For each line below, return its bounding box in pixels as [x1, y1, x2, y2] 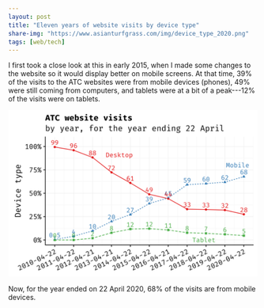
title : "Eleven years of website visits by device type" [8, 21, 200, 29]
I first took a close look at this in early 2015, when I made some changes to [8, 60, 251, 70]
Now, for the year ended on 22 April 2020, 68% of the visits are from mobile [8, 283, 256, 293]
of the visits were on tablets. [8, 94, 100, 104]
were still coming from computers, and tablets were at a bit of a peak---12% [8, 86, 255, 95]
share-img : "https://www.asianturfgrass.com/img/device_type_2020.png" [8, 29, 249, 37]
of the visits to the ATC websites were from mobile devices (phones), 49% [8, 78, 251, 87]
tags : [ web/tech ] [8, 38, 66, 46]
